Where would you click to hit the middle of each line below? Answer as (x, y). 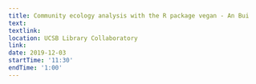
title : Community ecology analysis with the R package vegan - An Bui (129, 16)
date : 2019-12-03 (37, 53)
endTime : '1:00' (35, 68)
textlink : (25, 30)
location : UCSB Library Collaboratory (73, 38)
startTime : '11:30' (41, 61)
